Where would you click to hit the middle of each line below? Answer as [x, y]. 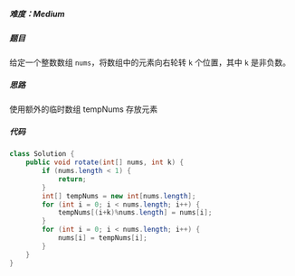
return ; [72, 179]
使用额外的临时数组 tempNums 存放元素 [84, 109]
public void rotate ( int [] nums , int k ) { [105, 162]
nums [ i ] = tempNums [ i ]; [102, 238]
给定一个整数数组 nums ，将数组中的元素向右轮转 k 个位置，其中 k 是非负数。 [150, 62]
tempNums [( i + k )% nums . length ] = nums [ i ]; [135, 213]
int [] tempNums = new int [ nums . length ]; [119, 196]
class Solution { [42, 154]
